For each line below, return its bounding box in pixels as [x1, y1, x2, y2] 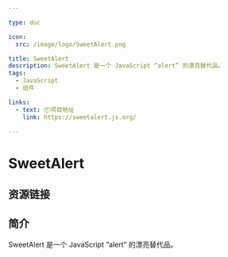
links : [8, 98, 30, 106]
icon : [8, 33, 26, 40]
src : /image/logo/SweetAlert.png [15, 40, 126, 48]
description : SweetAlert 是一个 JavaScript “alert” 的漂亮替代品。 [8, 62, 224, 70]
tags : [8, 69, 26, 78]
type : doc [8, 18, 41, 26]
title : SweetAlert [8, 55, 69, 63]
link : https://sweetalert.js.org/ [22, 113, 137, 121]
